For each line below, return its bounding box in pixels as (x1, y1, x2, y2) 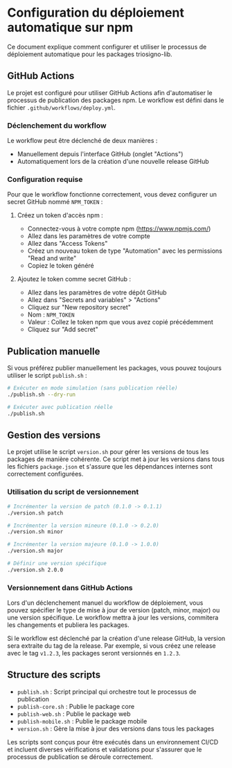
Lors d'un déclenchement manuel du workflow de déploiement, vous (7, 599, 204, 607)
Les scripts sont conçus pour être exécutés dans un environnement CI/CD (7, 737, 219, 746)
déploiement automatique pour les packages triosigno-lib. (7, 50, 173, 58)
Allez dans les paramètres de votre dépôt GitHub (27, 288, 168, 297)
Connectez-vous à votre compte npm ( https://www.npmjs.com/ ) (27, 224, 211, 233)
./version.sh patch (7, 509, 64, 517)
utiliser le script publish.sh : (7, 372, 88, 380)
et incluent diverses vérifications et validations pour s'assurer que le (7, 745, 202, 753)
